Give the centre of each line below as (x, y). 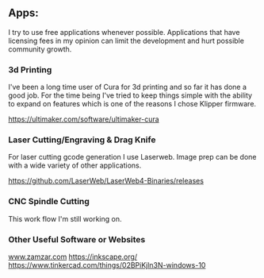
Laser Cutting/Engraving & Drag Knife (82, 140)
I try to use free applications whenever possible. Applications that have (124, 32)
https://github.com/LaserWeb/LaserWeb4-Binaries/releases (106, 181)
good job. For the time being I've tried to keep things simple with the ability (130, 95)
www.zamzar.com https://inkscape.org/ (73, 257)
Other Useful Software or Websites (77, 239)
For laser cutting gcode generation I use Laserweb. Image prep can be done (132, 157)
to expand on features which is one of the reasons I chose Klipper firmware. (132, 104)
